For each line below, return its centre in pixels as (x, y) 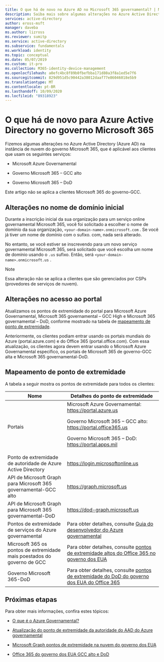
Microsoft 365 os (27, 544)
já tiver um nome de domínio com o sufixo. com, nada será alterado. (73, 235)
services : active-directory (34, 19)
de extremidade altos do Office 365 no (111, 553)
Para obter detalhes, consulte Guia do (110, 524)
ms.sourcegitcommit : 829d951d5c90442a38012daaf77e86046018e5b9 (71, 78)
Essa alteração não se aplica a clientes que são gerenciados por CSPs (76, 279)
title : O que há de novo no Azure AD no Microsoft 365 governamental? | (81, 10)
